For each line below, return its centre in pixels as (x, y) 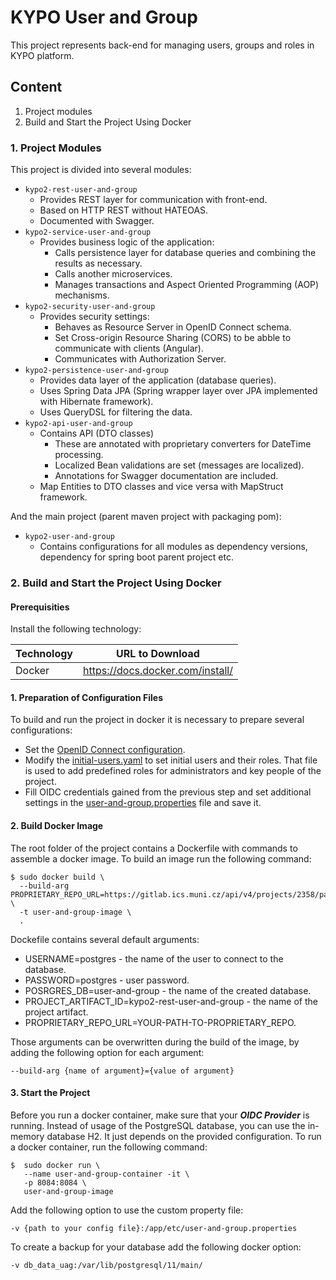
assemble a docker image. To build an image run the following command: (161, 858)
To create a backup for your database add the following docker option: (156, 1247)
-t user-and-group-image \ (75, 912)
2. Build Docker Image (57, 825)
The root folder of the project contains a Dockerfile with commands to (154, 848)
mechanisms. (82, 295)
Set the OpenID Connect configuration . (105, 750)
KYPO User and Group (104, 17)
